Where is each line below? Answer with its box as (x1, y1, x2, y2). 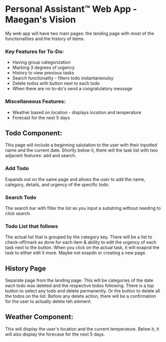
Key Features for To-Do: (5, 48, 64, 55)
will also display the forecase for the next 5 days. (5, 331, 105, 337)
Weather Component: (5, 313, 73, 321)
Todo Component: (5, 129, 62, 137)
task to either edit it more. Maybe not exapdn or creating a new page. (5, 250, 147, 256)
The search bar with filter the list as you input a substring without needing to (5, 205, 161, 211)
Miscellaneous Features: (5, 98, 66, 105)
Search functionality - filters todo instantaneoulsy (12, 75, 114, 81)
